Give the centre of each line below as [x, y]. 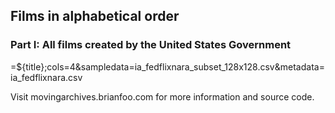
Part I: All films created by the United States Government [151, 45]
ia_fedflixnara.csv [46, 77]
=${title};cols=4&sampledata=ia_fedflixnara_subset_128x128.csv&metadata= [167, 66]
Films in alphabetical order [95, 16]
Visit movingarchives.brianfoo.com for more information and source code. [162, 96]
